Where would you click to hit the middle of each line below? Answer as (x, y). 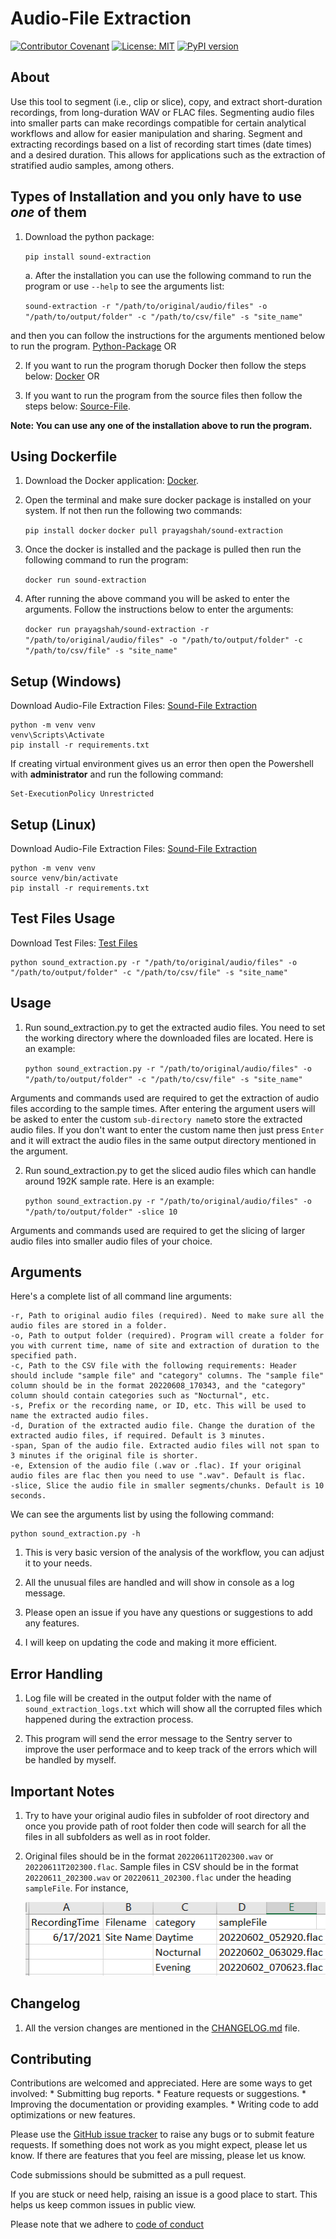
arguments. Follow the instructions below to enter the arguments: (159, 609)
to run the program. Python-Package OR (93, 346)
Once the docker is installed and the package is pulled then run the (163, 549)
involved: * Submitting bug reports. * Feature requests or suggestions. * (158, 2094)
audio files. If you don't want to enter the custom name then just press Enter (167, 1129)
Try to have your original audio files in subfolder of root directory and (167, 1816)
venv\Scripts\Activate (57, 735)
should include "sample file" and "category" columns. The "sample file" (167, 1376)
